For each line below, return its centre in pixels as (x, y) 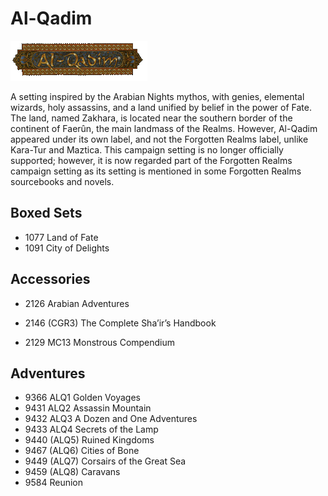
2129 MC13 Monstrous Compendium (100, 342)
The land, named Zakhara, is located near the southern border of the (151, 118)
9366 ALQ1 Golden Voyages (82, 398)
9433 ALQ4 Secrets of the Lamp (91, 429)
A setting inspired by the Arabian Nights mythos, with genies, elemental (157, 96)
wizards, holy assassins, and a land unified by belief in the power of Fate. (161, 107)
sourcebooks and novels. (62, 181)
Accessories (50, 279)
